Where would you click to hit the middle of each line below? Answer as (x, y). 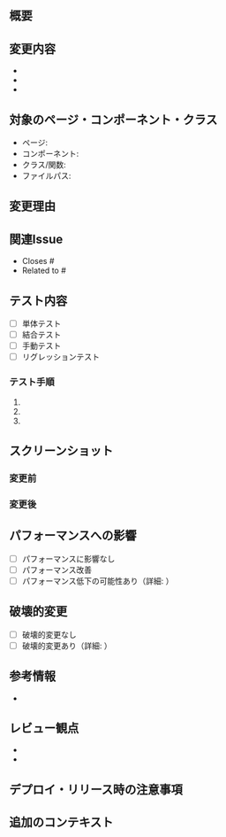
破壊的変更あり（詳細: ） (67, 646)
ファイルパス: (46, 176)
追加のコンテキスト (61, 822)
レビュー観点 (44, 728)
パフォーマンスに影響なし (68, 558)
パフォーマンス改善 (57, 570)
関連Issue (36, 239)
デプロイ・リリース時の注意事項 (96, 790)
